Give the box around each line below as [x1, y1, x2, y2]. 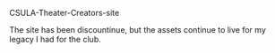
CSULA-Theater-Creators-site [9, 8, 120, 18]
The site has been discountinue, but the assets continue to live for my [9, 25, 266, 34]
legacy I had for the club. [9, 34, 101, 44]
